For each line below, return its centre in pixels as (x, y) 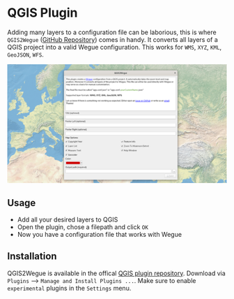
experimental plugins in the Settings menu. (69, 288)
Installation (32, 256)
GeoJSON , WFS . (25, 54)
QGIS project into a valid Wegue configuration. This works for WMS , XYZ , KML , (115, 47)
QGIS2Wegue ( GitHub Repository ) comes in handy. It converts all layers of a (112, 39)
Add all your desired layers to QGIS (68, 219)
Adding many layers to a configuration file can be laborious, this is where (112, 32)
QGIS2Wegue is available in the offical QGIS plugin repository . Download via (117, 273)
